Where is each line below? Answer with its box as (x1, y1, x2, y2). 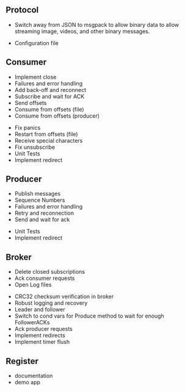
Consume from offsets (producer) (14, 112, 100, 119)
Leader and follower (14, 306, 65, 313)
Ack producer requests (14, 326, 73, 333)
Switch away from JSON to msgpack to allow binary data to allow (14, 21, 180, 28)
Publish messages (14, 190, 61, 198)
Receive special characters (14, 137, 83, 144)
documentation (14, 372, 53, 380)
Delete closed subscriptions (14, 268, 85, 276)
